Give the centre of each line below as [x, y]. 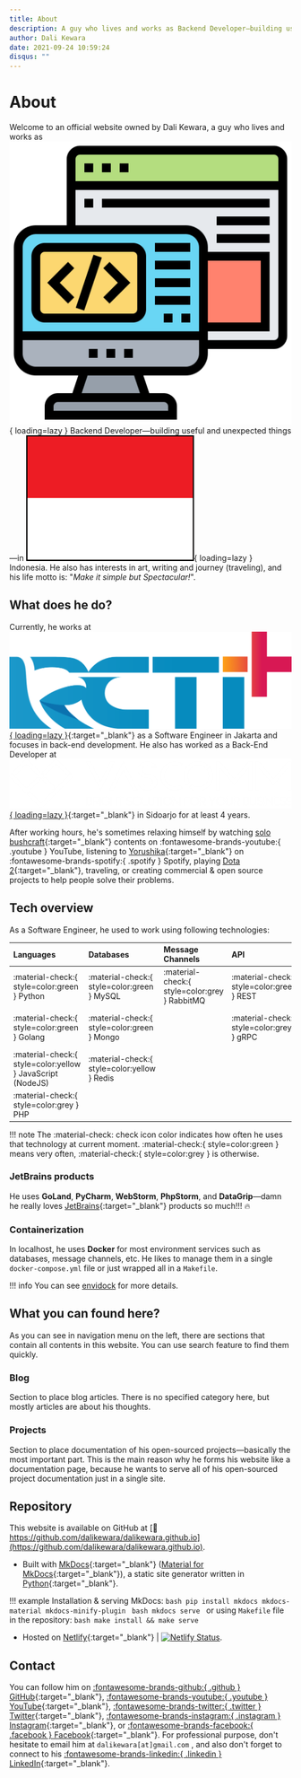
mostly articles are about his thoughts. [80, 1407]
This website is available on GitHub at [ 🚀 [84, 1528]
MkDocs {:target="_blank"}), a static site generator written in [133, 1574]
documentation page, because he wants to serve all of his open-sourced [143, 1468]
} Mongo [104, 1037]
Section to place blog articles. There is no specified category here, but [140, 1397]
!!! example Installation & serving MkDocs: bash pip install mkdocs [133, 1601]
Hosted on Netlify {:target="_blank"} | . [122, 1637]
